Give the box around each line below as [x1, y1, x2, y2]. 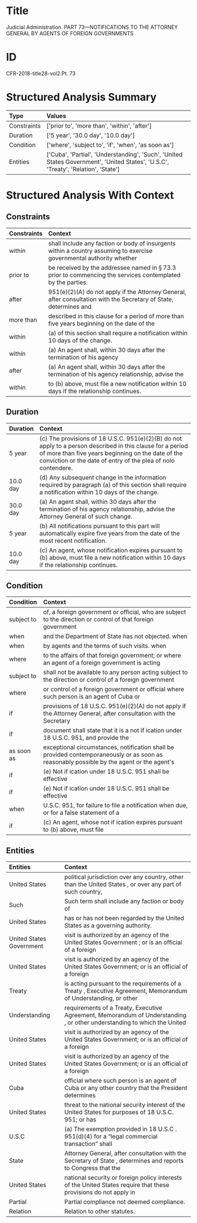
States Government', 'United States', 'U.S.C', [46, 158, 169, 166]
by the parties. [48, 278, 88, 286]
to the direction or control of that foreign [43, 616, 154, 624]
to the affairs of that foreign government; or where [43, 651, 182, 660]
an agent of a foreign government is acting [43, 659, 161, 667]
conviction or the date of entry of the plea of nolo [39, 456, 175, 465]
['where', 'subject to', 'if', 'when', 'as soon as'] [46, 141, 174, 149]
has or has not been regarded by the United [64, 914, 185, 923]
